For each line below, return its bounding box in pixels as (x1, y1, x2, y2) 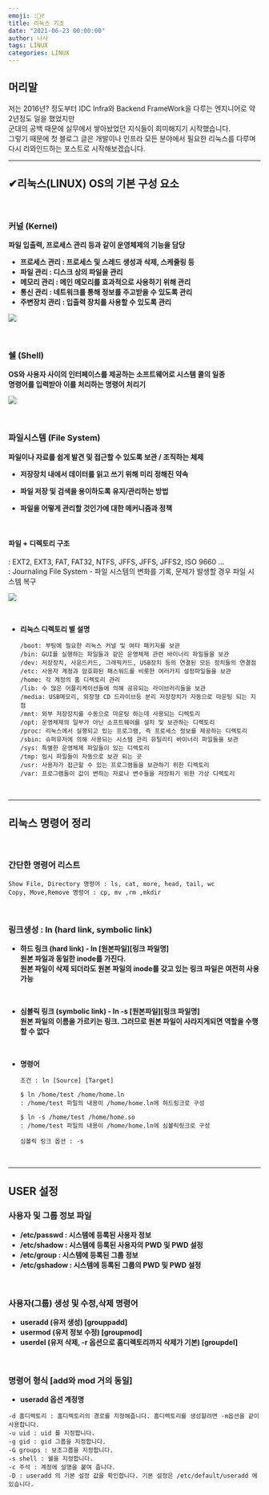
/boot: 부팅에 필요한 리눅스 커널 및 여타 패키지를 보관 (19, 641, 180, 650)
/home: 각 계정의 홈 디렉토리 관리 (19, 676, 120, 684)
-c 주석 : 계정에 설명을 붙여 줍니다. (8, 1464, 116, 1472)
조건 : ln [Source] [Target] (19, 1077, 114, 1085)
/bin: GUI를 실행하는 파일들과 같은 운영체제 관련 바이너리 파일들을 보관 (19, 650, 230, 658)
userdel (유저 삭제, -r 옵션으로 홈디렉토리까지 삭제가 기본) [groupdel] (19, 1338, 239, 1347)
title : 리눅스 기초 (8, 19, 65, 27)
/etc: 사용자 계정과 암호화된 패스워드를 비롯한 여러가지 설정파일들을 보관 (19, 667, 232, 675)
